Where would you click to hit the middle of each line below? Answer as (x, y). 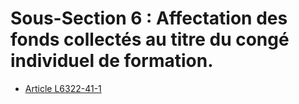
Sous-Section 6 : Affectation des (149, 18)
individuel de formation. (112, 61)
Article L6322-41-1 (63, 88)
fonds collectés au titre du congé (150, 39)
